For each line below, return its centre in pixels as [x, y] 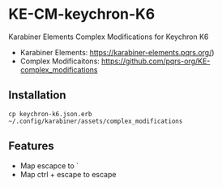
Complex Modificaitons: [60, 61]
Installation [37, 96]
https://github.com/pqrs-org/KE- [156, 61]
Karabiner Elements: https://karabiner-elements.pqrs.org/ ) [117, 52]
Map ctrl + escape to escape [68, 174]
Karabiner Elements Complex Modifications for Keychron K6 [109, 37]
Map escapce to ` [49, 165]
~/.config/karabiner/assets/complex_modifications [96, 121]
